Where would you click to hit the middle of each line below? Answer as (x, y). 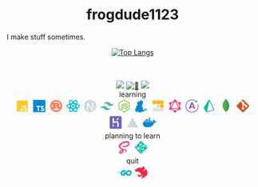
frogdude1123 (133, 15)
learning (133, 94)
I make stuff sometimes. (46, 37)
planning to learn (133, 135)
